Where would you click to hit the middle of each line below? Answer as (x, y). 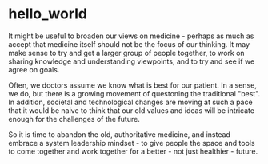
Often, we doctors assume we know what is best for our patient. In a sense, (133, 85)
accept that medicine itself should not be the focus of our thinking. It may (129, 44)
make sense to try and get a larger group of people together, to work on (127, 53)
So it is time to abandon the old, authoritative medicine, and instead (119, 134)
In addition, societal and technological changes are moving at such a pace (131, 102)
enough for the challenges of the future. (74, 119)
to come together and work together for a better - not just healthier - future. (133, 151)
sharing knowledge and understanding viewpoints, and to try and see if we (132, 61)
